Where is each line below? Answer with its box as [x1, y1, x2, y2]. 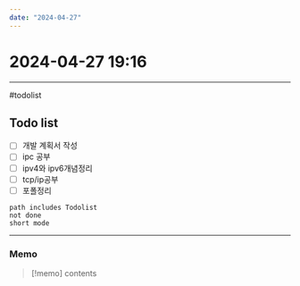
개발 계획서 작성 [21, 140, 78, 151]
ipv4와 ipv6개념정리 [21, 163, 93, 173]
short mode [9, 218, 50, 228]
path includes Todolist [9, 203, 98, 212]
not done [9, 211, 42, 220]
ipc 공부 [21, 151, 51, 162]
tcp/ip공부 [21, 173, 59, 184]
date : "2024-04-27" [9, 13, 82, 22]
